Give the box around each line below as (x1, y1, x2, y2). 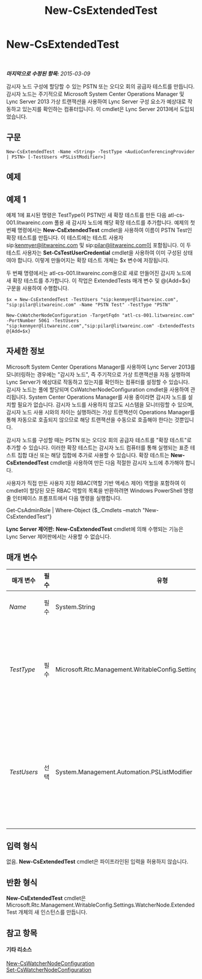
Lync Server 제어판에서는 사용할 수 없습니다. (6, 533, 111, 540)
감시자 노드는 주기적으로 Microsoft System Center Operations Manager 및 (6, 90, 185, 97)
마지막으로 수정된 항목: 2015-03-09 (6, 70, 91, 77)
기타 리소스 (6, 946, 32, 953)
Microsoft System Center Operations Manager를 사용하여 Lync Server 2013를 (6, 363, 195, 370)
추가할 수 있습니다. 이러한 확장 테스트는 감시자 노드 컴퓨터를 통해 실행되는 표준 (6, 444, 189, 451)
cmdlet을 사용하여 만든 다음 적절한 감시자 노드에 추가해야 (50, 459, 185, 466)
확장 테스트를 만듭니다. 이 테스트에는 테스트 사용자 (6, 233, 124, 241)
